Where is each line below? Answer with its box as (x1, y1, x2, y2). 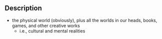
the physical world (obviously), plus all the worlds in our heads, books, (11, 17, 157, 23)
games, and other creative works (11, 22, 80, 28)
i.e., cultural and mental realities (19, 27, 85, 34)
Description (4, 4, 42, 12)
